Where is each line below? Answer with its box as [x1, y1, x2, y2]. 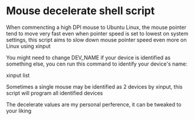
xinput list [6, 72, 30, 79]
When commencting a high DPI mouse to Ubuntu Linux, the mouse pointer [6, 24, 187, 31]
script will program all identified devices [6, 89, 103, 96]
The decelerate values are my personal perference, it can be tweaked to [6, 100, 182, 108]
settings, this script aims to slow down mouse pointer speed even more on [6, 36, 187, 43]
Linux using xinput [6, 43, 51, 50]
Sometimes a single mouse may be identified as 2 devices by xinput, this [6, 83, 183, 90]
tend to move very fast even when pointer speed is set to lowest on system [6, 30, 189, 37]
